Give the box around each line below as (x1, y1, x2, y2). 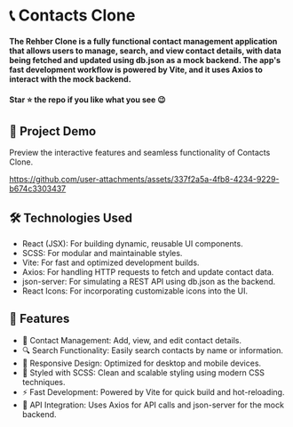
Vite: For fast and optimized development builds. (21, 257, 200, 268)
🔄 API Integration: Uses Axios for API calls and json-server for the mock (21, 399, 284, 410)
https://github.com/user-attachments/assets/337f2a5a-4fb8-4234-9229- (9, 174, 280, 185)
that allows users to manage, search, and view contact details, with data (9, 45, 281, 56)
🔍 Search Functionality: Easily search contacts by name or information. (21, 344, 284, 356)
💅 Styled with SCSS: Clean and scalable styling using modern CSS (21, 367, 265, 378)
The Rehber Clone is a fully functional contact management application (9, 36, 278, 46)
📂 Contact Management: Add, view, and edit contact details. (21, 334, 242, 345)
